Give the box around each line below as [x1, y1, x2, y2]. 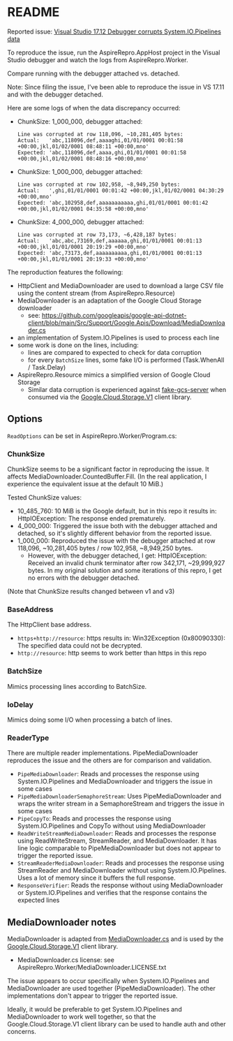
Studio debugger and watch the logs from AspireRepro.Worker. [7, 55, 188, 64]
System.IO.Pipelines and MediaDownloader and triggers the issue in [17, 777, 213, 786]
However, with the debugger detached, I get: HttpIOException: [27, 551, 207, 560]
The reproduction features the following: [7, 268, 123, 276]
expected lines [17, 896, 60, 905]
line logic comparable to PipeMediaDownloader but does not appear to [17, 844, 221, 852]
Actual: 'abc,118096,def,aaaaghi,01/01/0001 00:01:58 [17, 137, 183, 144]
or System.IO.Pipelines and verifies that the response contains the [17, 889, 207, 897]
